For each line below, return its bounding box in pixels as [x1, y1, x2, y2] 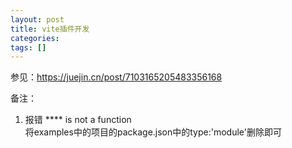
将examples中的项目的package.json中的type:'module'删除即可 [24, 126, 283, 138]
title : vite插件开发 [10, 24, 90, 34]
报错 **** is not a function [24, 114, 132, 126]
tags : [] [10, 42, 47, 53]
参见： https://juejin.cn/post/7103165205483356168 [10, 71, 223, 83]
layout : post [10, 14, 65, 25]
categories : [10, 33, 60, 43]
